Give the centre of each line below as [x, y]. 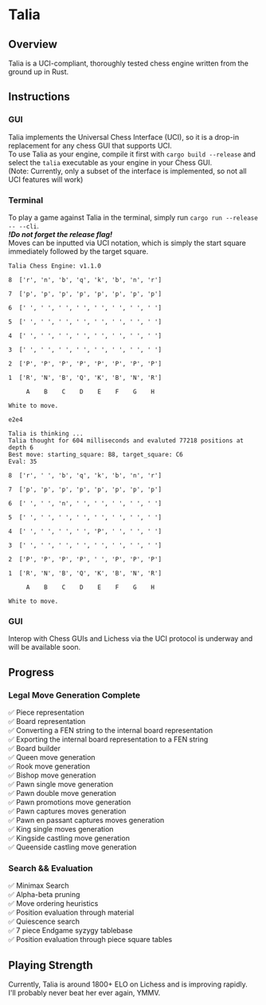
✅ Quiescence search [44, 922]
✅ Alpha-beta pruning [44, 895]
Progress [31, 672]
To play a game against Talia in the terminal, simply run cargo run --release [133, 217]
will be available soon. [45, 647]
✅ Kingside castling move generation [69, 838]
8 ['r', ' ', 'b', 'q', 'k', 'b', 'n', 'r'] [85, 475]
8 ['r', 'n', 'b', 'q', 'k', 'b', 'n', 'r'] [85, 280]
